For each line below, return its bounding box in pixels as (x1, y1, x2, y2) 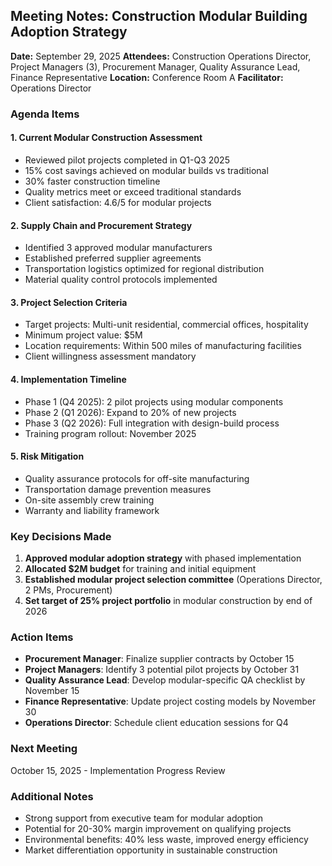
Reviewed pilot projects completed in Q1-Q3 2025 (24, 154, 230, 166)
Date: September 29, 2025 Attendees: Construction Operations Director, (10, 50, 312, 62)
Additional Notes (10, 789, 94, 803)
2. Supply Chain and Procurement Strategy (10, 219, 193, 231)
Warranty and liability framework (24, 504, 160, 516)
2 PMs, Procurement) (24, 584, 113, 596)
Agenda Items (10, 107, 80, 121)
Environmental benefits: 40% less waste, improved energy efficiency (24, 833, 309, 845)
